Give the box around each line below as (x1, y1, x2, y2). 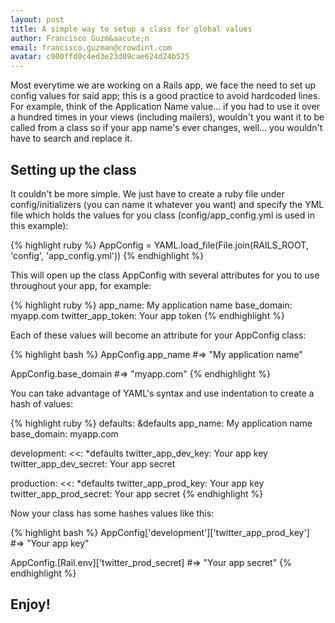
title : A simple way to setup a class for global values (10, 24, 253, 34)
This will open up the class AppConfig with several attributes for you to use (10, 269, 320, 281)
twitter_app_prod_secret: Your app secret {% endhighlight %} (10, 487, 264, 500)
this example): (10, 219, 69, 231)
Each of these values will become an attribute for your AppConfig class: (10, 329, 307, 341)
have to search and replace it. (10, 132, 133, 145)
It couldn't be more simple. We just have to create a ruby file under (10, 187, 285, 200)
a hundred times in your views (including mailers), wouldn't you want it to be (10, 111, 325, 123)
